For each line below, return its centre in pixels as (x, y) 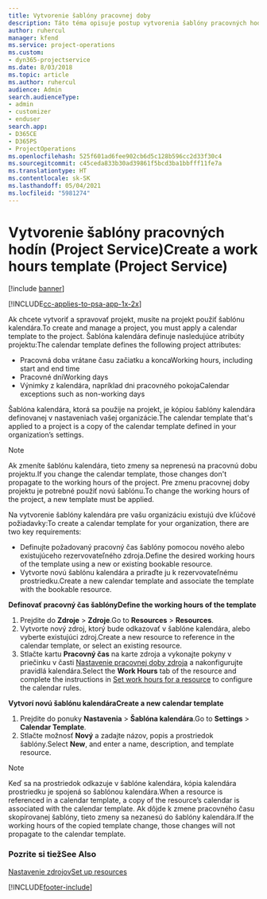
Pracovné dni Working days (64, 377)
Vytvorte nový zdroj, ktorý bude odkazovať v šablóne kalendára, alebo (135, 629)
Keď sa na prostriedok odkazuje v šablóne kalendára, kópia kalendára (122, 783)
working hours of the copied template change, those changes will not (122, 825)
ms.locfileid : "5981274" (49, 193)
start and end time (50, 368)
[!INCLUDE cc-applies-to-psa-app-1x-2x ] (75, 304)
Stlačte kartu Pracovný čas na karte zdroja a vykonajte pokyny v (126, 654)
